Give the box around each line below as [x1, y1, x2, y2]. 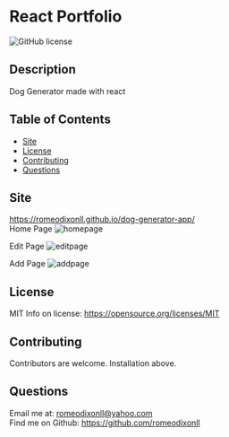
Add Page [9, 258, 47, 269]
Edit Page [9, 240, 45, 252]
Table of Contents [9, 112, 112, 127]
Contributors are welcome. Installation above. [9, 358, 177, 369]
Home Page [9, 223, 53, 234]
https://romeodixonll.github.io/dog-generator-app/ [9, 214, 195, 225]
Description [9, 62, 76, 77]
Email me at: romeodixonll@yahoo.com [9, 407, 153, 418]
